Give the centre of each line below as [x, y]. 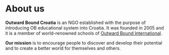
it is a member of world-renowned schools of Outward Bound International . [84, 33]
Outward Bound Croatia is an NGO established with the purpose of [76, 22]
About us [25, 9]
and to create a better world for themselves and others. [63, 48]
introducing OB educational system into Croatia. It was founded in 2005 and [84, 27]
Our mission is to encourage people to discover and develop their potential [84, 42]
